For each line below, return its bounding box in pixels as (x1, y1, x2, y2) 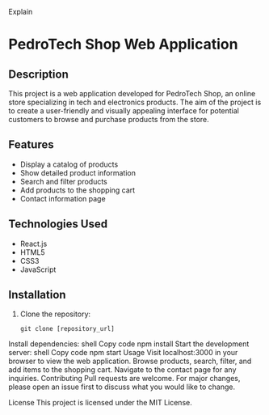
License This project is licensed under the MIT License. (8, 398, 192, 408)
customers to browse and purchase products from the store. (8, 115, 210, 124)
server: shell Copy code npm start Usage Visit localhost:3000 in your (8, 348, 238, 358)
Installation (8, 288, 66, 302)
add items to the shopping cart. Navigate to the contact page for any (8, 365, 237, 375)
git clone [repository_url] (19, 325, 115, 333)
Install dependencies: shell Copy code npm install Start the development (8, 339, 250, 349)
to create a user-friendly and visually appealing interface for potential (8, 106, 240, 116)
